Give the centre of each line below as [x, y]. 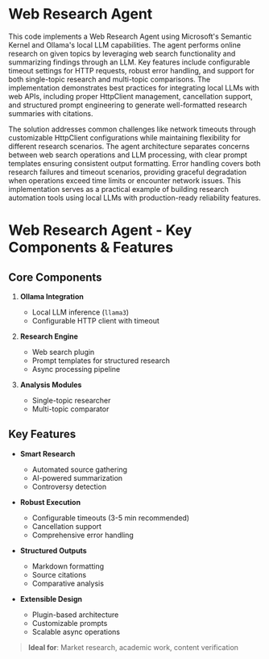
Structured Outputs [53, 550]
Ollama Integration [52, 296]
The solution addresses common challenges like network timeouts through [132, 129]
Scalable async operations [76, 632]
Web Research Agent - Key [100, 230]
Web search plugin [63, 352]
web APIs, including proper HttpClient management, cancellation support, [131, 96]
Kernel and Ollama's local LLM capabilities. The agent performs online [125, 44]
